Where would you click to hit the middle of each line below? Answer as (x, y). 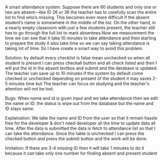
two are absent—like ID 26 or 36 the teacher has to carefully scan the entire (81, 12)
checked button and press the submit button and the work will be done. (76, 139)
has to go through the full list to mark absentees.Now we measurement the (80, 33)
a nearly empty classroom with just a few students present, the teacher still (80, 28)
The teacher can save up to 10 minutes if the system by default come (74, 73)
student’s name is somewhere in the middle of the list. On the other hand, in (81, 22)
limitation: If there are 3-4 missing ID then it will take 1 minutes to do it (75, 148)
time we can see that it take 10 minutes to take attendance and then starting (81, 38)
